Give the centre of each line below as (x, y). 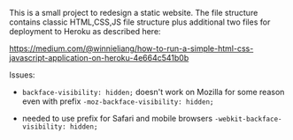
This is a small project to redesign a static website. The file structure (134, 13)
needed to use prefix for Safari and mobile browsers (117, 118)
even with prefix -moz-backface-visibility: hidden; (118, 101)
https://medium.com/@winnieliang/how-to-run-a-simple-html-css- (131, 48)
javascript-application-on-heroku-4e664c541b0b (99, 58)
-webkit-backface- (248, 119)
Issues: (22, 75)
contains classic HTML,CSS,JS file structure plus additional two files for (140, 22)
